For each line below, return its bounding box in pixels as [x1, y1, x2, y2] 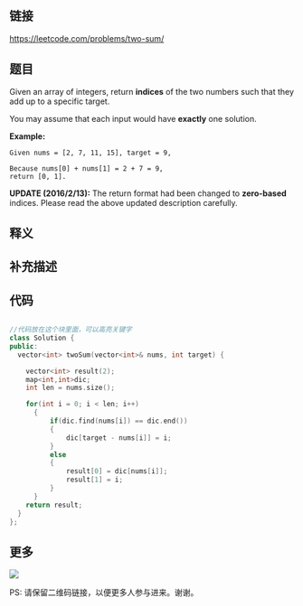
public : [9, 341, 39, 350]
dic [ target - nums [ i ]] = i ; [66, 433, 172, 443]
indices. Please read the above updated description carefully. [9, 197, 238, 208]
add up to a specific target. [9, 96, 110, 107]
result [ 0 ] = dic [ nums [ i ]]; [66, 467, 168, 476]
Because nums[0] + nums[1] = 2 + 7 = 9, [9, 163, 165, 173]
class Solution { [9, 333, 75, 343]
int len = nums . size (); [25, 383, 116, 393]
